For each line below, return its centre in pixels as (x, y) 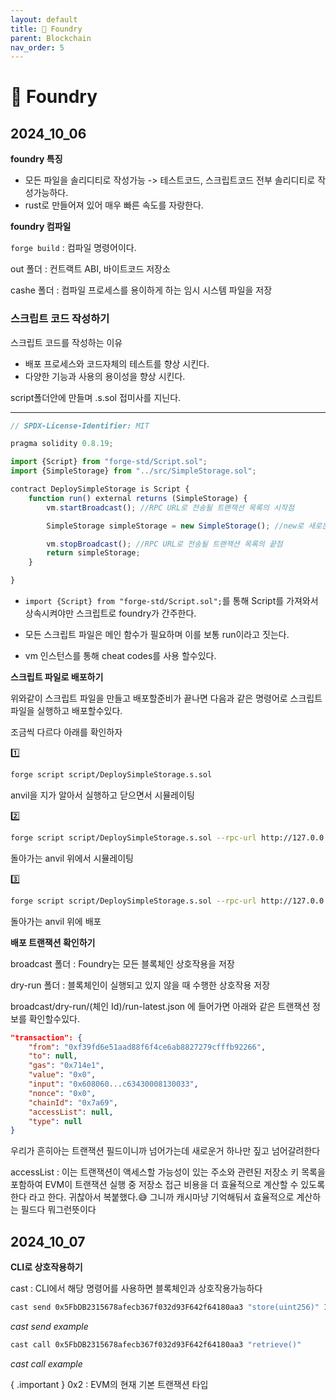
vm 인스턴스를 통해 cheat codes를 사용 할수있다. (120, 656)
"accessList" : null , (71, 1112)
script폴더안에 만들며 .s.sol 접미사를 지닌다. (96, 397)
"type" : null (55, 1121)
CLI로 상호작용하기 (46, 1267)
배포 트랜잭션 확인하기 (53, 942)
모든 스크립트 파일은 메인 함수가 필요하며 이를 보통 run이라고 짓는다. (157, 635)
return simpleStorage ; (93, 553)
